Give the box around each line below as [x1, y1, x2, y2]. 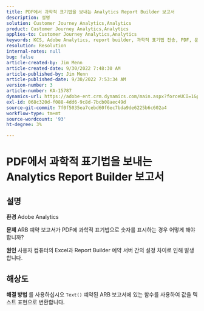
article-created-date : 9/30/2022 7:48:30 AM [6, 65, 121, 72]
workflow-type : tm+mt [6, 110, 61, 116]
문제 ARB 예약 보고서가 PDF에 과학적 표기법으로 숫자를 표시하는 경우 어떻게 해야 [6, 226, 195, 233]
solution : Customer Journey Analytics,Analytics [6, 20, 132, 26]
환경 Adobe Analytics [6, 213, 59, 221]
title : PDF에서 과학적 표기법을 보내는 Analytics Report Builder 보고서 [6, 8, 175, 15]
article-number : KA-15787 [6, 88, 72, 94]
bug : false [6, 54, 34, 60]
